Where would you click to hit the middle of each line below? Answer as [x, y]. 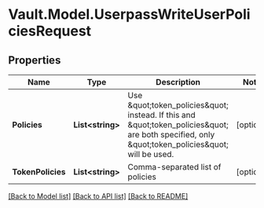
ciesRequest [50, 31]
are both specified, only [171, 135]
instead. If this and [162, 115]
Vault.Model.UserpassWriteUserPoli [129, 15]
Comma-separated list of [174, 167]
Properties [35, 60]
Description [178, 82]
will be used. [151, 154]
